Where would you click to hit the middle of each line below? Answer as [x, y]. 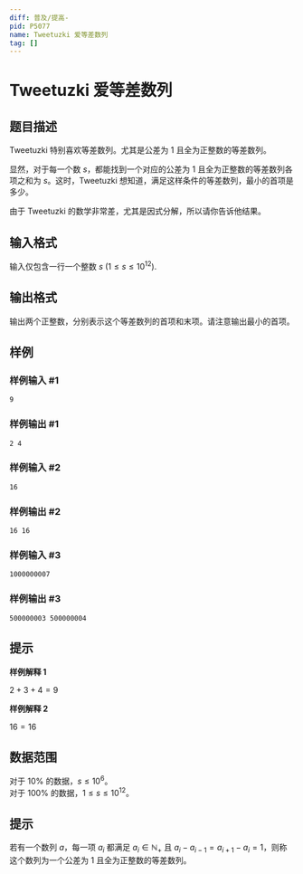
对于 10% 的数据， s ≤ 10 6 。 [61, 780]
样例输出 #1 [34, 424]
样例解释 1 [28, 671]
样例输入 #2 [35, 468]
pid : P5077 [30, 26]
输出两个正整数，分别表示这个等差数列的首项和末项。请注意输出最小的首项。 [152, 321]
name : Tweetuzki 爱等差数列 [59, 34]
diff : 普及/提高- [39, 18]
